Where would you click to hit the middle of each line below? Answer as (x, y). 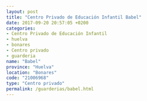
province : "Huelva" (30, 67)
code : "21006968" (28, 78)
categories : (21, 28)
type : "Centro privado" (36, 84)
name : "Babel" (24, 61)
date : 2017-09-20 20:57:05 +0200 (47, 23)
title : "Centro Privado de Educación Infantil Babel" (74, 17)
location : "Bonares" (32, 72)
